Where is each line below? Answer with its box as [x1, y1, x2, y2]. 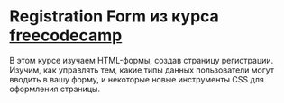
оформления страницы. [9, 83, 101, 94]
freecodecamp [9, 25, 123, 46]
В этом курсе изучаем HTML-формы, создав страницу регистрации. [9, 55, 274, 65]
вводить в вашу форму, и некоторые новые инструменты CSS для [9, 73, 264, 84]
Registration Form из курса [9, 6, 219, 27]
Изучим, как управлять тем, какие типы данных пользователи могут [9, 64, 275, 75]
